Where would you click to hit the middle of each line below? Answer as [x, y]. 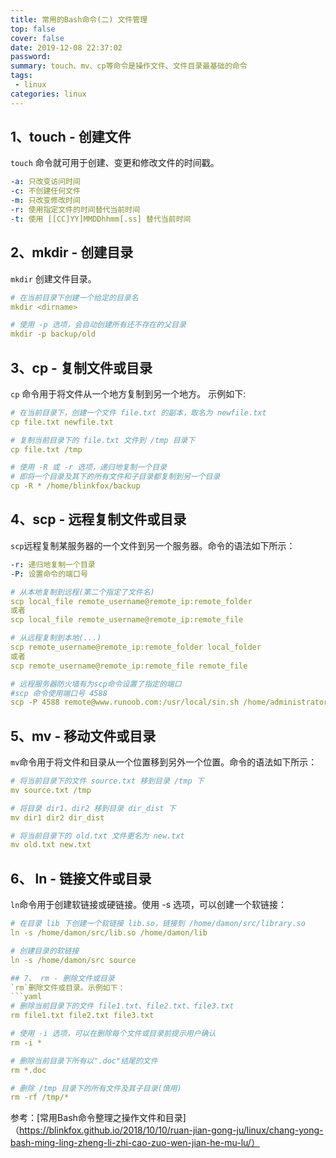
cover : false [37, 38]
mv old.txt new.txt [51, 845]
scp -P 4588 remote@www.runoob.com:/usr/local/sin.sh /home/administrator [169, 702]
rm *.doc [28, 1070]
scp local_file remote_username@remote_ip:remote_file [127, 620]
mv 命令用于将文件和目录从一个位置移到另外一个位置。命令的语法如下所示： [164, 762]
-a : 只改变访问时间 [45, 182]
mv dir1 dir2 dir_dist [57, 817]
